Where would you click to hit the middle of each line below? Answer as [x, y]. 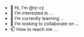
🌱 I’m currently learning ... [37, 18]
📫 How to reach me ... [34, 29]
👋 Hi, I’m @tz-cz [27, 8]
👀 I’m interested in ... [32, 13]
